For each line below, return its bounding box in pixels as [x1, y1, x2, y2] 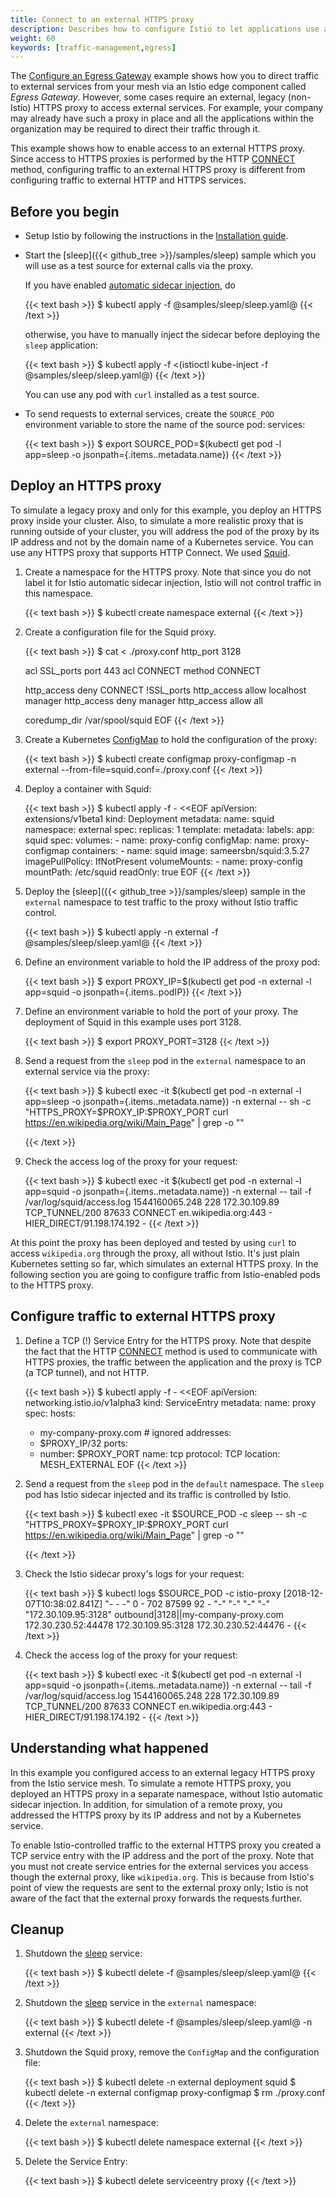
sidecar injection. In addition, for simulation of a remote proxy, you [10, 1798, 283, 1810]
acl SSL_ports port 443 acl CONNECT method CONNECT [24, 664, 262, 676]
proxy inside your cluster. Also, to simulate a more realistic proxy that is [10, 514, 304, 526]
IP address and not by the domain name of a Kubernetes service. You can [10, 536, 314, 548]
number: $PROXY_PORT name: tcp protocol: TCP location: [39, 1447, 281, 1460]
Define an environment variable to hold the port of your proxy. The [24, 1005, 299, 1017]
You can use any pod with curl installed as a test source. [24, 389, 260, 401]
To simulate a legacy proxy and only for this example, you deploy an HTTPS [10, 504, 322, 516]
